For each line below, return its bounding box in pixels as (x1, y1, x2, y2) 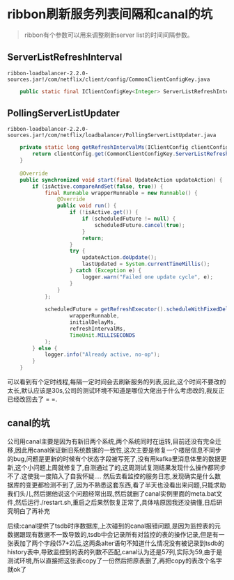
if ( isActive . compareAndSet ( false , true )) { (32, 182, 164, 190)
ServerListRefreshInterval (7, 52, 123, 63)
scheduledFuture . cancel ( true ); (94, 221, 186, 228)
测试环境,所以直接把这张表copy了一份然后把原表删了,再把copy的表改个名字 (7, 556, 223, 565)
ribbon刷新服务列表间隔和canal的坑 (7, 6, 213, 22)
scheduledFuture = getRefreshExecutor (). (44, 306, 167, 313)
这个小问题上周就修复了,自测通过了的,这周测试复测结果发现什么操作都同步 (15, 463, 226, 471)
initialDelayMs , (69, 319, 117, 326)
